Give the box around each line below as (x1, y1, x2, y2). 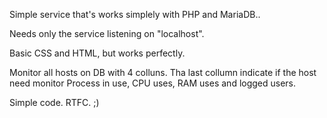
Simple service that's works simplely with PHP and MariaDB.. (9, 9, 261, 20)
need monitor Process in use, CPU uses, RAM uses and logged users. (9, 77, 297, 89)
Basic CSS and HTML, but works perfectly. (9, 47, 186, 59)
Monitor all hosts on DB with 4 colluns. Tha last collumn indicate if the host (9, 67, 317, 78)
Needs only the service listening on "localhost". (9, 28, 205, 39)
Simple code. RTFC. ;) (9, 97, 100, 108)
